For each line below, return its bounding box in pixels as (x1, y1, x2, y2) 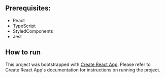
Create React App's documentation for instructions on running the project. (5, 66, 161, 72)
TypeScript (12, 23, 36, 29)
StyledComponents (12, 28, 53, 34)
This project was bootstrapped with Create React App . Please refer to (5, 61, 151, 67)
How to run (5, 48, 41, 57)
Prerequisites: (5, 4, 51, 13)
